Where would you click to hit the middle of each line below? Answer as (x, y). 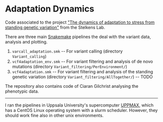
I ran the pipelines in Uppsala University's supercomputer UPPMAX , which (79, 105)
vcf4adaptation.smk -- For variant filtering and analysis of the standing (82, 71)
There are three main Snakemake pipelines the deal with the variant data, (78, 37)
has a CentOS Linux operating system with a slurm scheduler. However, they (81, 110)
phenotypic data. (22, 91)
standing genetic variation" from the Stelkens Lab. (55, 27)
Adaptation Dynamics (50, 9)
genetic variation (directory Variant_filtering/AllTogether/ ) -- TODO (82, 77)
